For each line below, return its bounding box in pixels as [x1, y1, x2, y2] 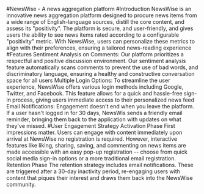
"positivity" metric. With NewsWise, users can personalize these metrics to [6, 38, 195, 45]
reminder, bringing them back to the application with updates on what [6, 116, 181, 123]
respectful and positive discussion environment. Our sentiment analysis [6, 58, 186, 64]
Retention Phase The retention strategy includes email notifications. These [6, 162, 194, 168]
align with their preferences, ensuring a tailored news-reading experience [6, 44, 192, 51]
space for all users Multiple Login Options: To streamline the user [6, 76, 170, 84]
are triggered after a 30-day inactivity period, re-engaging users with [6, 168, 180, 175]
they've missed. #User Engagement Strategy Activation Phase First [6, 122, 175, 129]
